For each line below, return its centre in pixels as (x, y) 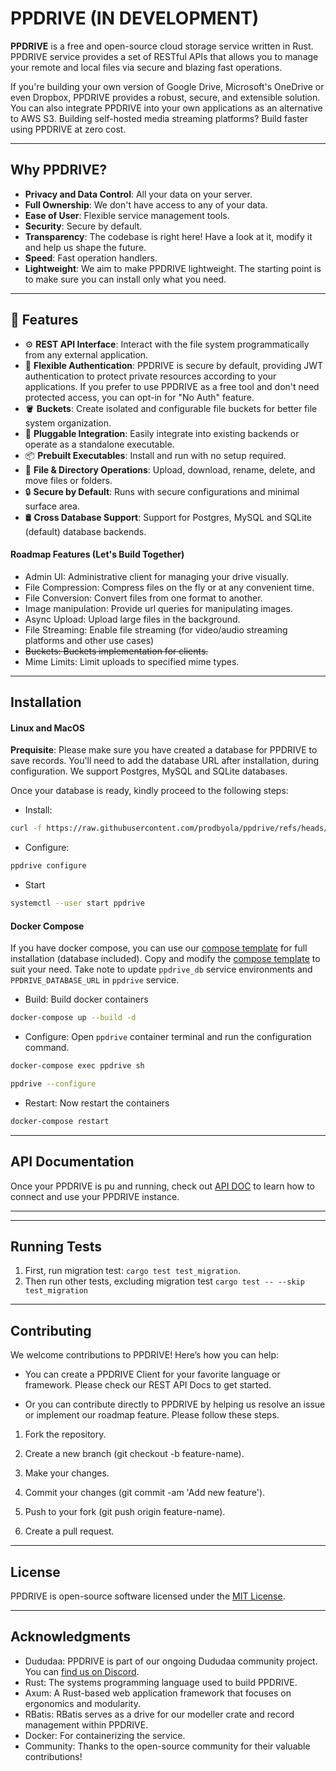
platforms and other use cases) (89, 640)
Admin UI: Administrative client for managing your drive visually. (156, 576)
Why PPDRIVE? (59, 170)
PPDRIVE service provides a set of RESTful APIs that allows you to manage (164, 56)
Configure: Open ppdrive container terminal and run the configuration (168, 1037)
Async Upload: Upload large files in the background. (132, 619)
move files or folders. (68, 480)
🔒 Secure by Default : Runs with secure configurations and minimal (162, 491)
